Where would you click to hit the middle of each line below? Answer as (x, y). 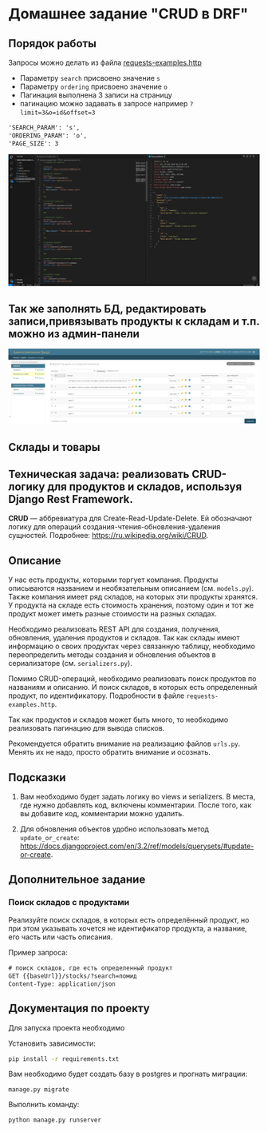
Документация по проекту (79, 1008)
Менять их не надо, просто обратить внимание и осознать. (110, 752)
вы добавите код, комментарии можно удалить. (102, 814)
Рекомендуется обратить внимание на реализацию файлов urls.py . (124, 743)
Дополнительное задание (77, 880)
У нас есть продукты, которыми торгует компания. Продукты (113, 580)
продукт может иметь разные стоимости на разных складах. (113, 614)
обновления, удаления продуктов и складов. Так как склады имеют (124, 638)
